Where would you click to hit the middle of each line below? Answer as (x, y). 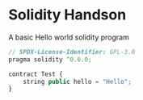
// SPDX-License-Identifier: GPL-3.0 (72, 52)
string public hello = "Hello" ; (77, 81)
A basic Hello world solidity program (69, 37)
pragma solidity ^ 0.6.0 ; (50, 59)
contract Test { (36, 74)
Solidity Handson (67, 15)
